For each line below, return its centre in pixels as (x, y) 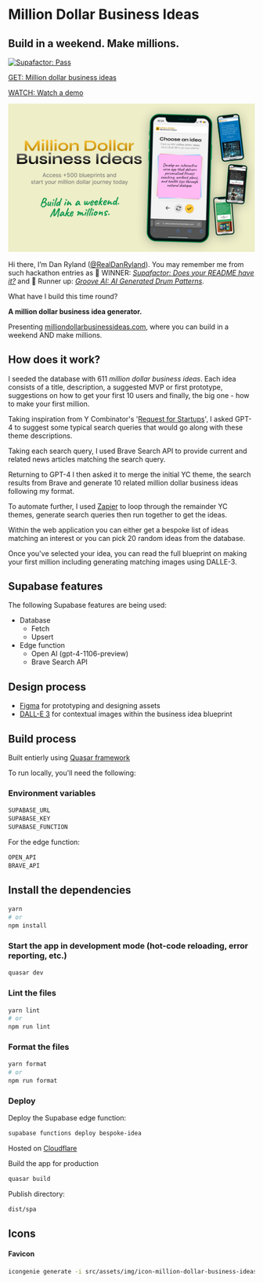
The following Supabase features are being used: (87, 605)
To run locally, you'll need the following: (72, 773)
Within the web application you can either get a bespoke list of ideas (119, 530)
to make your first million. (49, 404)
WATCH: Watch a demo (46, 93)
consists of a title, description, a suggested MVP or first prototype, (115, 387)
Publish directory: (36, 1194)
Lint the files (32, 993)
